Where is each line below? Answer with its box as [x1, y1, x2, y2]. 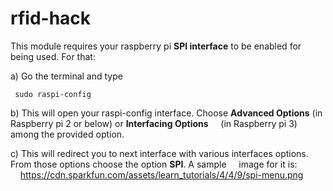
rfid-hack [10, 7, 92, 30]
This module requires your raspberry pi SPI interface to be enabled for [10, 40, 302, 52]
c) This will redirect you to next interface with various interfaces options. [10, 147, 309, 159]
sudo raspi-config [14, 89, 92, 99]
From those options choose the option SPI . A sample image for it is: [10, 158, 298, 170]
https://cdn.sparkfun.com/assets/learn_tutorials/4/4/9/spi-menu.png [19, 168, 304, 181]
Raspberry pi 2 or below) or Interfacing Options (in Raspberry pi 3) [10, 117, 298, 129]
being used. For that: [10, 50, 96, 62]
